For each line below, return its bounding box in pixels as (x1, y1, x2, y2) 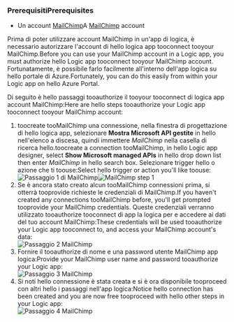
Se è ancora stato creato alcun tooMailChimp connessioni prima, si (17, 181, 210, 189)
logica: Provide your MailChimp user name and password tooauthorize (17, 255, 219, 263)
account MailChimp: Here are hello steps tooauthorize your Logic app (7, 101, 206, 109)
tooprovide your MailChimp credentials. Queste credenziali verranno (17, 203, 214, 212)
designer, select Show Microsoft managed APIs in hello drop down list (17, 151, 221, 159)
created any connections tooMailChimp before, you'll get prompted (17, 196, 211, 204)
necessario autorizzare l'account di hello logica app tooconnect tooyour (7, 43, 214, 51)
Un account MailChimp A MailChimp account (17, 22, 145, 30)
